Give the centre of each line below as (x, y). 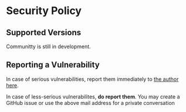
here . (12, 85)
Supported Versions (43, 33)
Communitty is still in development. (48, 46)
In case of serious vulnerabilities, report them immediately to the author (92, 79)
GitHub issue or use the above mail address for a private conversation (90, 103)
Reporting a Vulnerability (53, 65)
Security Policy (44, 11)
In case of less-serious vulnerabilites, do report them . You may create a (93, 96)
